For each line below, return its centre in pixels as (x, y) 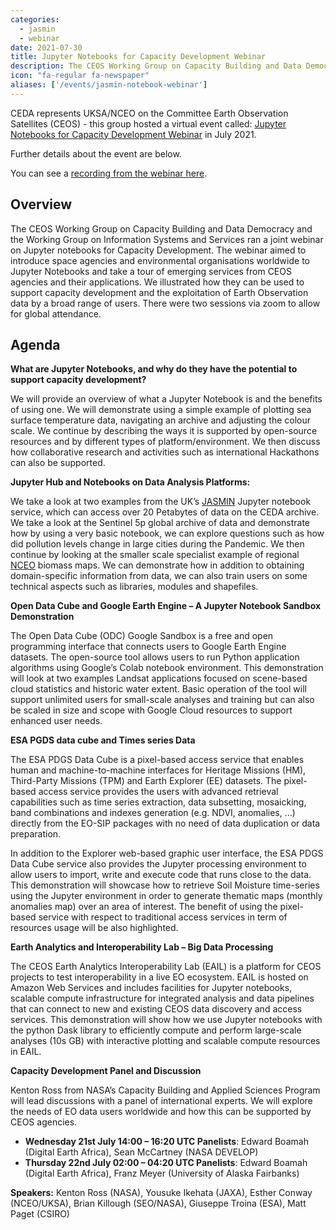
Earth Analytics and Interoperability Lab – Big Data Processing (142, 947)
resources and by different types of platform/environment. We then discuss (165, 442)
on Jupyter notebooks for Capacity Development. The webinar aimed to (158, 250)
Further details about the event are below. (96, 153)
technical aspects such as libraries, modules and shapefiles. (134, 587)
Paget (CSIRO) (40, 1214)
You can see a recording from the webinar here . (109, 173)
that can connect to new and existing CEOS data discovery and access (156, 1009)
